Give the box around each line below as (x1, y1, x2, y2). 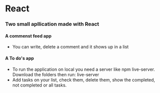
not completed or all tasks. (12, 82, 67, 88)
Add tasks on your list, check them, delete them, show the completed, (12, 77, 155, 83)
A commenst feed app (5, 33, 52, 39)
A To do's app (5, 55, 34, 61)
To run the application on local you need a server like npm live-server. (12, 66, 155, 72)
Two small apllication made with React (5, 21, 100, 28)
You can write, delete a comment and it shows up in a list (12, 44, 129, 50)
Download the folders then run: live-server (12, 71, 99, 77)
